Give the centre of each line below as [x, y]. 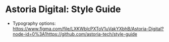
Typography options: [34, 23]
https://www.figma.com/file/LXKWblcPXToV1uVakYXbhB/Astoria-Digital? [88, 28]
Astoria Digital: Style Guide [63, 9]
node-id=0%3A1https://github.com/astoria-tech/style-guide [75, 34]
